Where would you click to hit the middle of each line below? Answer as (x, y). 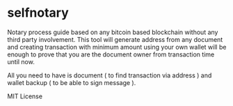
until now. (21, 61)
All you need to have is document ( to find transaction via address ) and (110, 75)
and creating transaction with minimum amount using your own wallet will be (117, 47)
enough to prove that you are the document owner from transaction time (111, 54)
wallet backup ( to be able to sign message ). (72, 82)
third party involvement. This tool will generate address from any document (115, 39)
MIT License (25, 96)
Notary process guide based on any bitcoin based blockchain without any (113, 32)
